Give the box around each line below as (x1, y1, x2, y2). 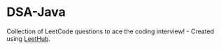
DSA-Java (6, 4, 66, 20)
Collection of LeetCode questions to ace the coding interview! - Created (6, 27, 215, 35)
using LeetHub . (6, 34, 50, 42)
